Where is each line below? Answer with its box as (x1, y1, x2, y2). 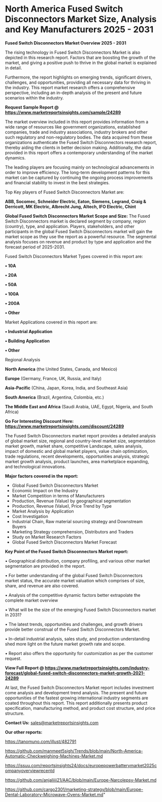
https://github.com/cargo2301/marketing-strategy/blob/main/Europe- (5, 786, 144, 792)
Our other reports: (5, 729, 43, 735)
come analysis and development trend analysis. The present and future (5, 690, 147, 695)
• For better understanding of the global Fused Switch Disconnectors (5, 572, 143, 578)
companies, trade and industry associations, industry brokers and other (5, 129, 147, 135)
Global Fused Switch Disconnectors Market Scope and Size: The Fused (5, 213, 150, 219)
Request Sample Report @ (5, 104, 59, 110)
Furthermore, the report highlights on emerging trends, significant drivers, (5, 74, 152, 80)
